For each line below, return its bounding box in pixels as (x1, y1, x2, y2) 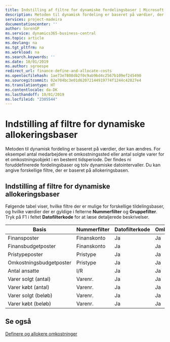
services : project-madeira (5, 17, 62, 22)
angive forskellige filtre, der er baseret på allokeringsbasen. (5, 167, 130, 173)
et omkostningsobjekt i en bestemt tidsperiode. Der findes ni (5, 157, 132, 163)
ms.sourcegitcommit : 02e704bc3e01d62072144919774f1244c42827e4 (5, 78, 142, 83)
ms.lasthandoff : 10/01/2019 (5, 92, 65, 97)
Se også (5, 317, 31, 326)
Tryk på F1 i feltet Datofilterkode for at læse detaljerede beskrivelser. (5, 214, 150, 220)
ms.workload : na (5, 50, 39, 55)
